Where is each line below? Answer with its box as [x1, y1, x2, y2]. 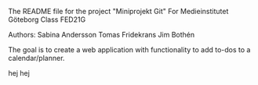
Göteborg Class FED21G [8, 15, 86, 24]
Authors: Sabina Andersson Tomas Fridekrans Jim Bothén [8, 30, 195, 39]
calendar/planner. [8, 54, 65, 62]
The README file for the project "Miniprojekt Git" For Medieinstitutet [8, 7, 229, 16]
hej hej [8, 69, 30, 77]
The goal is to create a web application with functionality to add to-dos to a [8, 45, 251, 54]
